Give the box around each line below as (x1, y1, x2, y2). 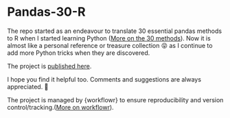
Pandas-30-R (7, 4, 86, 20)
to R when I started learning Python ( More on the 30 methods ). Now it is (7, 34, 211, 42)
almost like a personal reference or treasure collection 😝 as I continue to (7, 41, 213, 49)
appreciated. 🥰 (7, 82, 49, 91)
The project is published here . (7, 62, 92, 70)
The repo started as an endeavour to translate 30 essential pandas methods (7, 27, 222, 35)
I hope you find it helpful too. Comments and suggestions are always (7, 75, 201, 83)
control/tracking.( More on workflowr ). (7, 103, 115, 111)
